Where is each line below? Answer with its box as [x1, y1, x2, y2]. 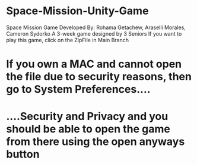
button [6, 147, 40, 161]
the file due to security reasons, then [6, 70, 192, 84]
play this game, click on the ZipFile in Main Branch [6, 36, 129, 43]
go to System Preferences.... [6, 83, 151, 96]
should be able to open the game [6, 122, 170, 136]
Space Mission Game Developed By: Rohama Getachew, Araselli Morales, [6, 24, 186, 31]
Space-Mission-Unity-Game [6, 4, 149, 18]
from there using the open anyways [6, 135, 185, 149]
